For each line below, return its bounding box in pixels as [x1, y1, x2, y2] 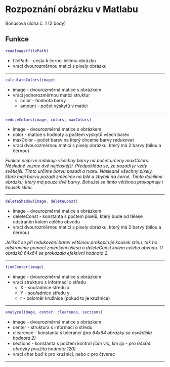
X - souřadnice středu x [20, 285, 70, 291]
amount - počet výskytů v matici [20, 103, 88, 109]
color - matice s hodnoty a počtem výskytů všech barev [12, 131, 130, 137]
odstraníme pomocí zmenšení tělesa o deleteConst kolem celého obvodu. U [5, 245, 163, 251]
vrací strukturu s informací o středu [12, 279, 87, 285]
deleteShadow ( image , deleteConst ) [5, 199, 78, 204]
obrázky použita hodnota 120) [12, 346, 76, 352]
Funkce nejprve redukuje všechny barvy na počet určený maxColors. [5, 158, 150, 164]
